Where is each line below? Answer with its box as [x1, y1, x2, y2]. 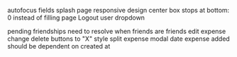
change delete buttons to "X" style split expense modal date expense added [7, 34, 231, 43]
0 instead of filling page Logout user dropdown [7, 13, 145, 22]
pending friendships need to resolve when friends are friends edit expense [7, 27, 226, 35]
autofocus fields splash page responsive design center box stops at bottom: [7, 6, 230, 14]
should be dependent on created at [7, 42, 111, 50]
